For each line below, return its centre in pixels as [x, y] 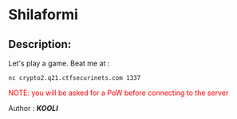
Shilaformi [43, 15]
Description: [40, 44]
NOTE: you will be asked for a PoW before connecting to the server [118, 93]
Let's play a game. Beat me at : [59, 63]
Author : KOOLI [33, 108]
